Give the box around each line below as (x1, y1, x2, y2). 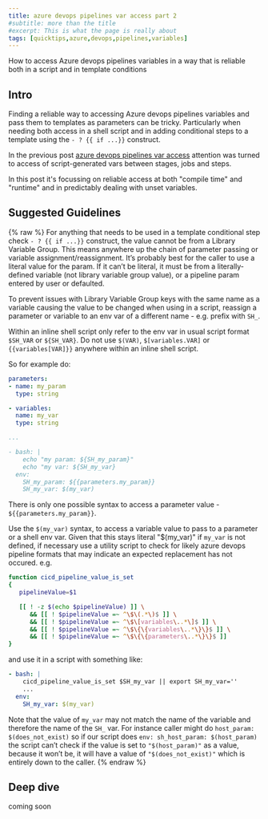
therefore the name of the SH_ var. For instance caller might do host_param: (8, 723, 254, 732)
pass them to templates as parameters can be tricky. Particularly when (8, 118, 242, 128)
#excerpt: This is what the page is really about (8, 26, 178, 34)
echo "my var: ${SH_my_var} (22, 463, 116, 471)
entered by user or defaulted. (8, 278, 106, 288)
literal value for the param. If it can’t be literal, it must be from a (8, 262, 216, 271)
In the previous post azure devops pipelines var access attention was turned (8, 150, 260, 160)
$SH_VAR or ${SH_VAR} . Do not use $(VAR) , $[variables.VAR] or (8, 334, 210, 345)
